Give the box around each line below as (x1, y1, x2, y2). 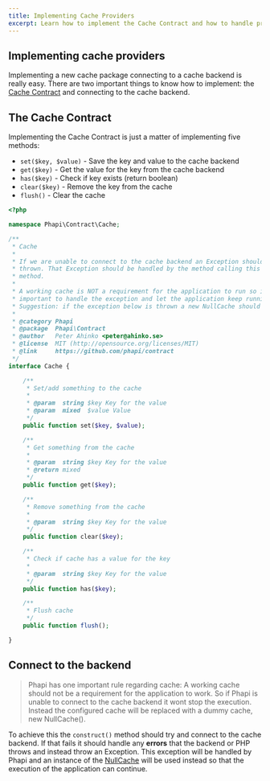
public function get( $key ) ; (22, 481, 117, 489)
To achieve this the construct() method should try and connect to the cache (8, 730, 262, 739)
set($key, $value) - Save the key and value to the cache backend (19, 156, 239, 166)
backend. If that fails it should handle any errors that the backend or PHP (8, 738, 251, 748)
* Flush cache (26, 606, 74, 615)
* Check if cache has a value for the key (26, 555, 171, 563)
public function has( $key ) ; (22, 585, 117, 593)
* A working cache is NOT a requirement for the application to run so (11, 287, 257, 295)
